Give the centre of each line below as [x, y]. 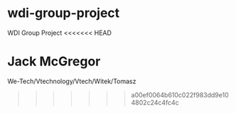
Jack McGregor [54, 61]
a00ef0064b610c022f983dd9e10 [180, 95]
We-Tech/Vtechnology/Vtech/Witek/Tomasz [72, 81]
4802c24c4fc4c [155, 102]
